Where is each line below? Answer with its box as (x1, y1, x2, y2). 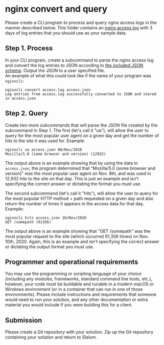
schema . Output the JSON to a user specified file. (5, 67, 105, 73)
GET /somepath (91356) (5, 219, 51, 224)
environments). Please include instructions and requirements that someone (5, 292, 157, 298)
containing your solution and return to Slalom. (5, 334, 97, 340)
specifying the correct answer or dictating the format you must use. (5, 181, 142, 187)
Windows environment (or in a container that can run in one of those (5, 286, 143, 292)
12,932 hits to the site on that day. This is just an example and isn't (5, 175, 139, 181)
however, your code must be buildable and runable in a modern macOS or (5, 281, 154, 287)
